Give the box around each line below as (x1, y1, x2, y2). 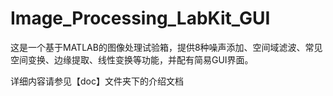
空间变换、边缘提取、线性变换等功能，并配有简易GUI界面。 (10, 53, 254, 66)
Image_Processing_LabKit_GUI (10, 7, 271, 30)
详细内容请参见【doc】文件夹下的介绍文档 (10, 75, 184, 87)
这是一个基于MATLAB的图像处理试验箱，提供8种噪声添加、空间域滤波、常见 (10, 41, 323, 53)
